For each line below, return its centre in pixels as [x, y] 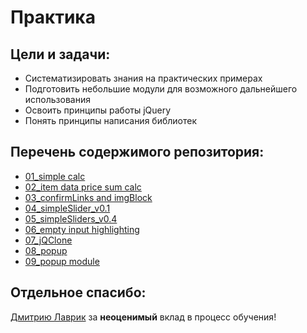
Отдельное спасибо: [78, 292]
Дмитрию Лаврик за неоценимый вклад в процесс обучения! [143, 317]
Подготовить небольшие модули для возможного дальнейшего [161, 89]
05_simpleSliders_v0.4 [71, 218]
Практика [53, 17]
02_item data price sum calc [83, 187]
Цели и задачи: [60, 54]
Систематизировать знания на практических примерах [143, 78]
